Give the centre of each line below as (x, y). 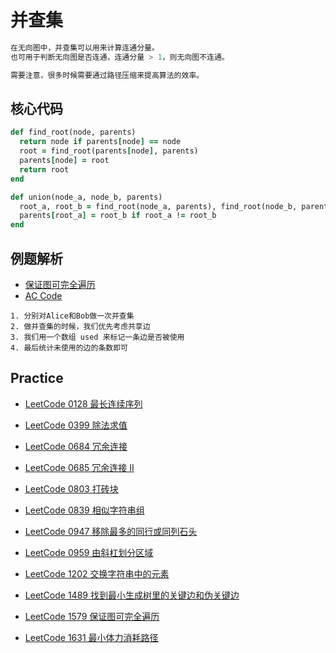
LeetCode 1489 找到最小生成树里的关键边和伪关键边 (132, 595)
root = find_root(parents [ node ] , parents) (109, 151)
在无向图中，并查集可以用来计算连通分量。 (85, 47)
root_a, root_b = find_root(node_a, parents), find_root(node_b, (158, 206)
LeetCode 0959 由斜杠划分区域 (89, 552)
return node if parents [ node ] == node (100, 142)
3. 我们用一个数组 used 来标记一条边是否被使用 (97, 337)
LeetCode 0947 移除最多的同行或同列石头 (111, 531)
